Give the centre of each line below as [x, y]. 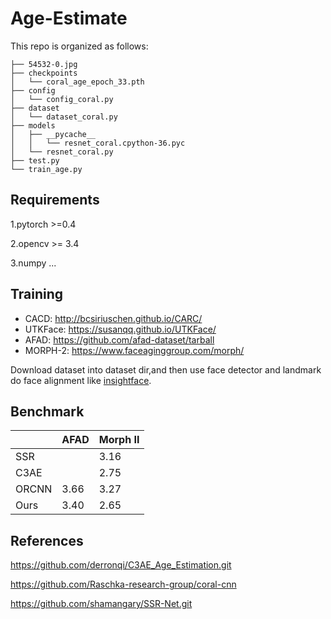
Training [37, 294]
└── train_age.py [46, 169]
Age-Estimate [69, 18]
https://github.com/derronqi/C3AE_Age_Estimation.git [121, 565]
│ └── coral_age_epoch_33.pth [77, 82]
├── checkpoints [44, 73]
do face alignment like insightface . [81, 380]
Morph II [119, 440]
